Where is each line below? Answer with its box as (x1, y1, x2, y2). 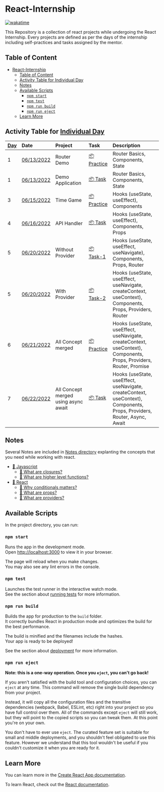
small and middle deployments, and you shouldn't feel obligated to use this (5, 734, 156, 741)
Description (112, 142, 141, 149)
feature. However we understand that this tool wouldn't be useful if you (5, 740, 148, 746)
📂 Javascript (12, 464, 38, 470)
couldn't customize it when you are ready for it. (5, 745, 100, 751)
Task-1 (88, 253, 106, 260)
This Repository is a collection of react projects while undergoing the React (5, 29, 156, 35)
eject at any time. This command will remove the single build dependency (5, 685, 154, 690)
